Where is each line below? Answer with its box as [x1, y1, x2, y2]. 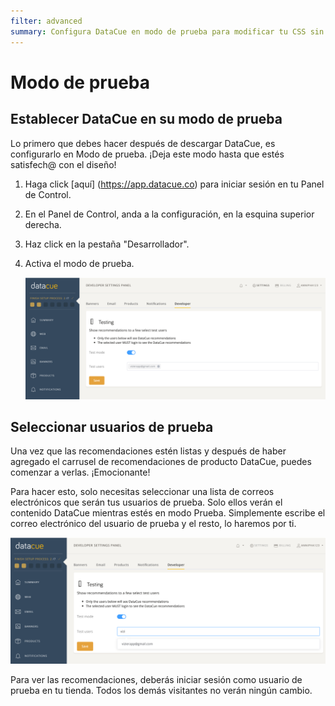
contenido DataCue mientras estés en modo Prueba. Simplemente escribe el [10, 507, 326, 519]
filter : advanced [10, 16, 83, 26]
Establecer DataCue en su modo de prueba [10, 111, 283, 128]
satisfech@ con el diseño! [10, 158, 117, 170]
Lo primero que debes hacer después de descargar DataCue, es [10, 137, 276, 149]
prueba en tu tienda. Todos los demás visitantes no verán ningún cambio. [10, 684, 313, 696]
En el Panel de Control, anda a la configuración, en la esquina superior [24, 208, 315, 220]
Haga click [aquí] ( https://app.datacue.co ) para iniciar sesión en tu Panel [24, 178, 325, 190]
